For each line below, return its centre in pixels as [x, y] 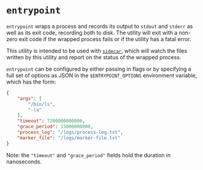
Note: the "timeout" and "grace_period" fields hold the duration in [88, 155]
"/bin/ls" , [42, 104]
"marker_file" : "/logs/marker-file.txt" [69, 138]
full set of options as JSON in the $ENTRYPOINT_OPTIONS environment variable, [102, 75]
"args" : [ [30, 99]
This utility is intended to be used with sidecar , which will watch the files [97, 51]
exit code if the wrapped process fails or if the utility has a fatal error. [105, 39]
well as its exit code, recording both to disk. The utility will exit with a [92, 33]
